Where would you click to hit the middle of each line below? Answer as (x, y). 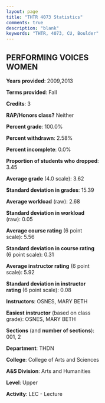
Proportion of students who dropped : (52, 160)
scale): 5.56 (20, 237)
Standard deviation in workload (45, 212)
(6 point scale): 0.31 (30, 254)
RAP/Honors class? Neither (40, 115)
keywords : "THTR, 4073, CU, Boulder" (52, 34)
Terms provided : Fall (32, 92)
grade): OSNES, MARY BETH (41, 319)
